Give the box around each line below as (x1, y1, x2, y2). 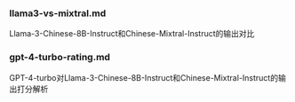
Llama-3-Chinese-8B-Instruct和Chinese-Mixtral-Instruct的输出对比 (9, 28, 255, 39)
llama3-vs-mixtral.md (9, 7, 107, 20)
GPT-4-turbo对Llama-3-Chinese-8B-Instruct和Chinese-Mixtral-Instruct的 (9, 72, 278, 82)
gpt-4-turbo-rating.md (9, 51, 111, 64)
